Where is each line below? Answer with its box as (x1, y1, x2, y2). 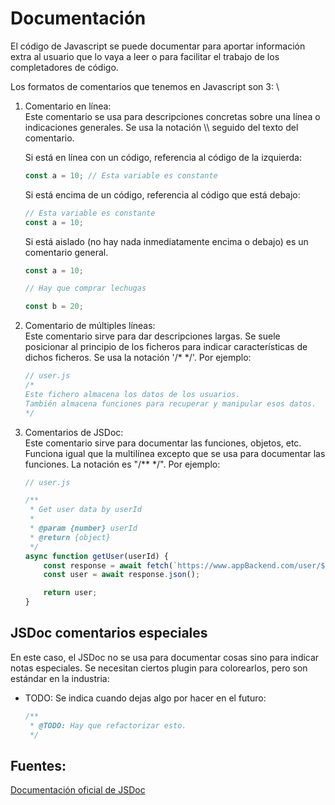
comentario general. (24, 246, 109, 258)
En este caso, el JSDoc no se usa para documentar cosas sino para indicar (10, 651, 320, 663)
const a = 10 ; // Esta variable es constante (24, 170, 218, 181)
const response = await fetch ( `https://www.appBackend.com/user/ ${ (43, 560, 330, 571)
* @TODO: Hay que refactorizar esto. (29, 720, 187, 731)
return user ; (43, 588, 98, 598)
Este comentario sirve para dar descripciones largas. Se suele (24, 330, 281, 342)
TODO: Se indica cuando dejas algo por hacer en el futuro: (24, 692, 267, 704)
